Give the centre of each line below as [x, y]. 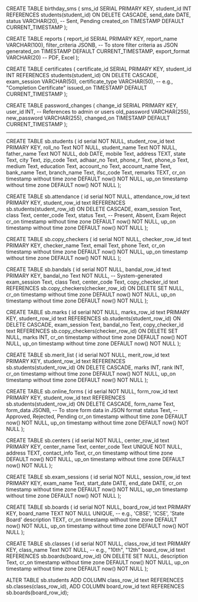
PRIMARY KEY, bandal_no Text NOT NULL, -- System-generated [84, 276]
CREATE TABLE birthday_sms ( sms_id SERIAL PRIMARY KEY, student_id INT [99, 9]
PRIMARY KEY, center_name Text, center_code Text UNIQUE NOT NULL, [94, 447]
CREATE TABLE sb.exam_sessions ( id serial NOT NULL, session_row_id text [98, 477]
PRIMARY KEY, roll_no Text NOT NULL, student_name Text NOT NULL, [92, 147]
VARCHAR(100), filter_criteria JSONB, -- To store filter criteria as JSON [92, 45]
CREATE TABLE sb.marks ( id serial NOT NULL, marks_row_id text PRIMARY [98, 312]
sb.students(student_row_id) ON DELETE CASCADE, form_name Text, [91, 404]
